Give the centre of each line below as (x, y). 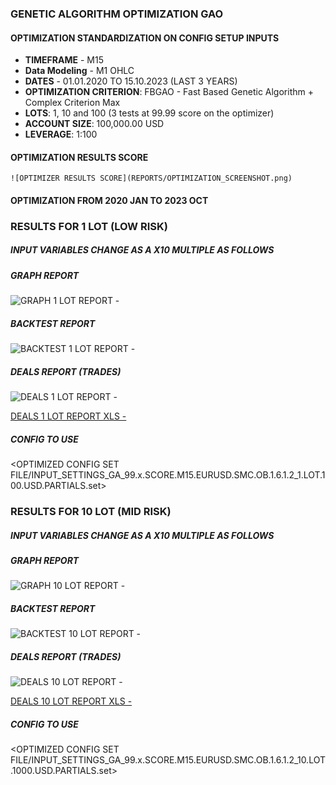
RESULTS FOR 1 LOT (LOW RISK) (89, 226)
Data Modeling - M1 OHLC (79, 71)
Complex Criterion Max (72, 103)
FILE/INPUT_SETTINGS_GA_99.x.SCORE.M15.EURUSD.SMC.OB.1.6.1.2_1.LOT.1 (168, 475)
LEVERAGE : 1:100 (61, 134)
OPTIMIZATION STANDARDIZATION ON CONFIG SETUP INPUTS (145, 38)
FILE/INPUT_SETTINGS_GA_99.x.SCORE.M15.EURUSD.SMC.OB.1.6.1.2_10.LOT (168, 760)
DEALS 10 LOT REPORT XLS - (71, 701)
